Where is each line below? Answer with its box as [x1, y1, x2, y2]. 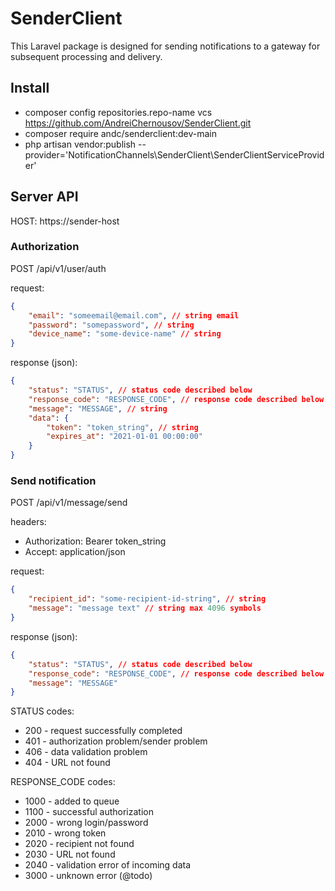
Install [10, 80, 50, 97]
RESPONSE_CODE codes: [10, 776, 116, 788]
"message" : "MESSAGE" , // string [28, 403, 168, 414]
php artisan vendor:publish [24, 138, 137, 150]
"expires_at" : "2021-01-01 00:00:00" [46, 432, 203, 442]
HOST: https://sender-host [10, 215, 120, 227]
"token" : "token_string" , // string [46, 422, 199, 432]
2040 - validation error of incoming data [24, 859, 192, 871]
